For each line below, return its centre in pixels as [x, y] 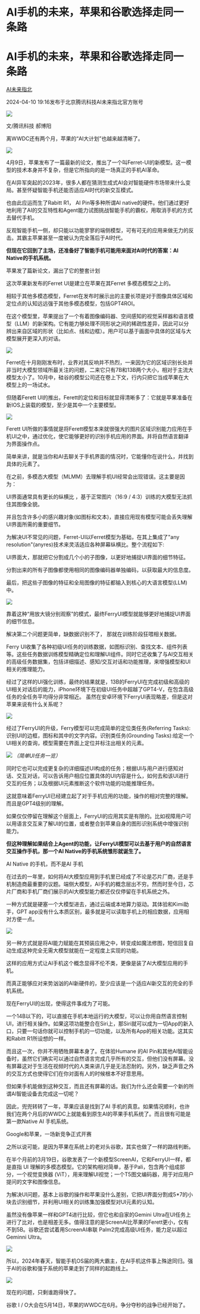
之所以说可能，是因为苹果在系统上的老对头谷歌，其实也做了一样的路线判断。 [100, 1147]
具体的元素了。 [24, 464]
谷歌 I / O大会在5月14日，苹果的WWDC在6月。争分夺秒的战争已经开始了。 [97, 1305]
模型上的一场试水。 [30, 385]
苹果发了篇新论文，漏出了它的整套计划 [53, 271]
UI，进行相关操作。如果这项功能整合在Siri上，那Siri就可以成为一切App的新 [97, 1024]
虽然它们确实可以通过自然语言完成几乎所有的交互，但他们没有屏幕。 [105, 1059]
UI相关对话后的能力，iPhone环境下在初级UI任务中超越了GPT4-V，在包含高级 [100, 690]
